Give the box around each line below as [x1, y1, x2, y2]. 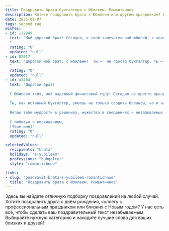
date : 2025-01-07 [5, 17, 42, 22]
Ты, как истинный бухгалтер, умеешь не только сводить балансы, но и [10, 101, 158, 106]
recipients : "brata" [10, 147, 53, 152]
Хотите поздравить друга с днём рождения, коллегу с [5, 199, 122, 205]
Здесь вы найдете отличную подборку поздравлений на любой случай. [5, 193, 159, 199]
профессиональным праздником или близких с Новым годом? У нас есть [5, 204, 164, 210]
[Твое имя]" [10, 124, 35, 129]
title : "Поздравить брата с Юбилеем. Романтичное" [10, 179, 118, 185]
